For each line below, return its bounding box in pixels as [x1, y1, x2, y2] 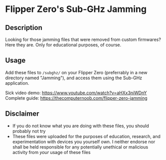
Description [5, 23, 42, 32]
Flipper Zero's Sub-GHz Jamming [5, 3, 147, 15]
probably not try [12, 128, 46, 134]
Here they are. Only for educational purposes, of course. [5, 42, 121, 48]
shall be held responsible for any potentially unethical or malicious [12, 144, 149, 150]
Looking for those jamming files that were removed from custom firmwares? [5, 36, 161, 42]
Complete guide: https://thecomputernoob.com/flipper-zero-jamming [5, 95, 148, 101]
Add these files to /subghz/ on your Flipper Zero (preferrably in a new [5, 69, 148, 75]
